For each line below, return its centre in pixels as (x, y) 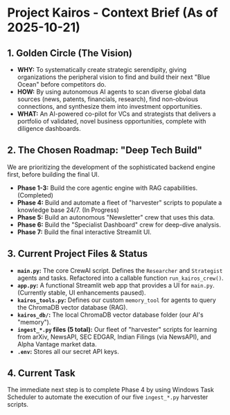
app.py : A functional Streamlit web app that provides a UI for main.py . (116, 285)
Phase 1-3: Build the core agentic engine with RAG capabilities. (107, 188)
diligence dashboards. (49, 129)
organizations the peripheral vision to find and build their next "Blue (114, 77)
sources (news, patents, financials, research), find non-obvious (108, 99)
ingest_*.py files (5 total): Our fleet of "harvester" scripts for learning (117, 329)
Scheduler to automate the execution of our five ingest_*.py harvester (108, 397)
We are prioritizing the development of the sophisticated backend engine (112, 167)
